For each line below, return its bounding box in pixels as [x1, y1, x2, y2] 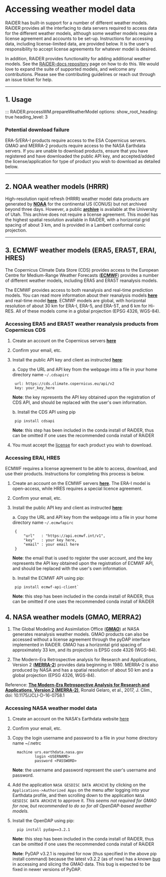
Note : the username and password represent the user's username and [12, 767, 156, 773]
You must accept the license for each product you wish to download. [12, 442, 153, 448]
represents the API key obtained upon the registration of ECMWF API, [12, 560, 154, 566]
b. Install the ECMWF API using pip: [12, 575, 84, 581]
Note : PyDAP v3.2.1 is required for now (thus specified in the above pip [12, 851, 157, 857]
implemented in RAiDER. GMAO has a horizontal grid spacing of [12, 642, 142, 648]
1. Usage [5, 95, 32, 104]
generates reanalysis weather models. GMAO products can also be [12, 631, 149, 638]
